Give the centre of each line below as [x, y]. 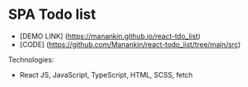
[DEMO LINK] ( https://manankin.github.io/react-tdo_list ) [110, 36]
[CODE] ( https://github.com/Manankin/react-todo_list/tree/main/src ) [130, 44]
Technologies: [31, 60]
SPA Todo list [52, 14]
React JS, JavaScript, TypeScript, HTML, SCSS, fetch [106, 74]
